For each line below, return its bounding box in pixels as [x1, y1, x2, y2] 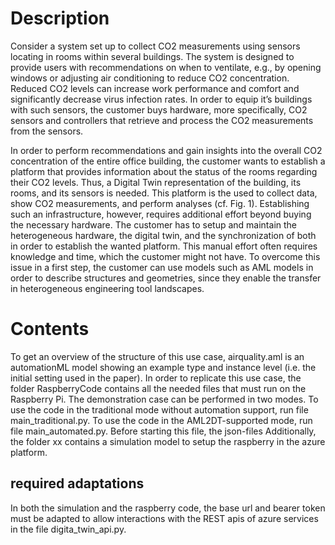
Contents [10, 318, 90, 341]
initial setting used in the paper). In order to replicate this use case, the [10, 372, 302, 384]
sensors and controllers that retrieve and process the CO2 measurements [10, 114, 314, 126]
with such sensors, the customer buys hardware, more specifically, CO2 [10, 103, 308, 116]
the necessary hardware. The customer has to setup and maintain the [10, 218, 298, 231]
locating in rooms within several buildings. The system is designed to [10, 50, 295, 62]
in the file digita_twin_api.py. [10, 523, 127, 535]
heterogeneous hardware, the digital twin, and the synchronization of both [10, 229, 317, 241]
